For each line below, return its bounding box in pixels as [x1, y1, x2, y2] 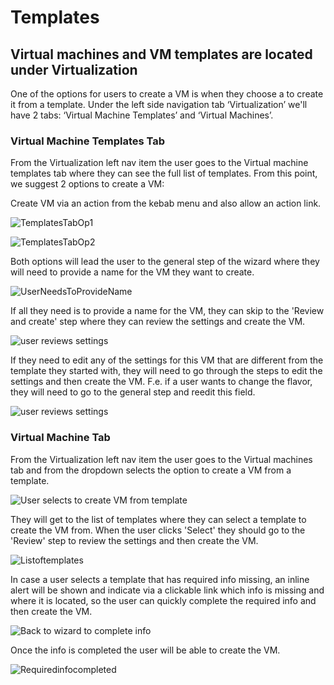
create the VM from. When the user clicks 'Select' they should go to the [10, 524, 306, 536]
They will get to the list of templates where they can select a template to [10, 513, 307, 525]
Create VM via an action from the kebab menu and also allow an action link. [10, 197, 322, 210]
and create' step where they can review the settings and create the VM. [10, 316, 306, 328]
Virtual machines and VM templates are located [10, 46, 313, 63]
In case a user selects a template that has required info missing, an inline [10, 573, 310, 585]
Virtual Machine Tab [10, 431, 111, 445]
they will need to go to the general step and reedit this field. [10, 386, 256, 398]
